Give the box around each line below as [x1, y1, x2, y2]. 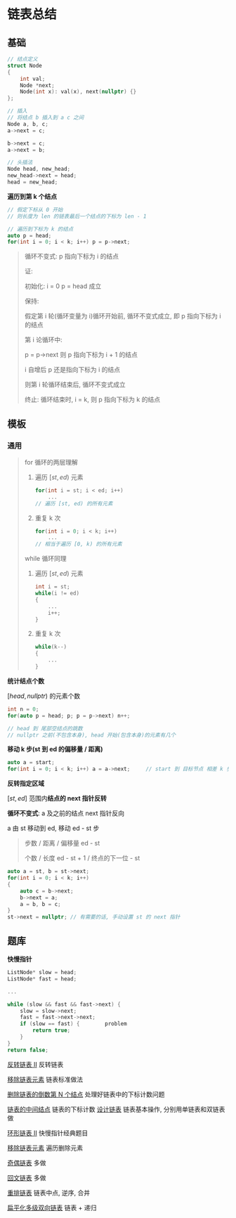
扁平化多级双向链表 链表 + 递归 [7, 1203, 97, 1212]
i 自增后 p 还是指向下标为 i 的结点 [24, 365, 121, 374]
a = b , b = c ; [20, 900, 61, 907]
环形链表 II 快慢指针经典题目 [7, 1129, 88, 1137]
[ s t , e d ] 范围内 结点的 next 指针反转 [7, 794, 107, 803]
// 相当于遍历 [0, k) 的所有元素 [34, 540, 123, 548]
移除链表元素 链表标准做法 [7, 1075, 83, 1083]
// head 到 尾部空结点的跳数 [7, 725, 83, 732]
